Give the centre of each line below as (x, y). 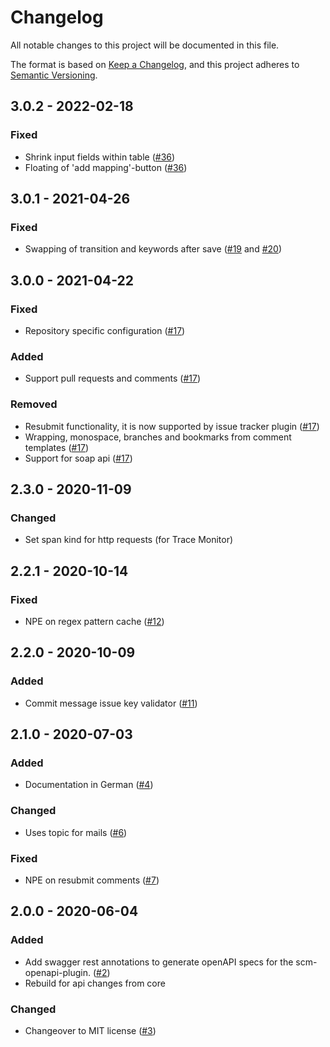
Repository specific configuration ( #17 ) (105, 330)
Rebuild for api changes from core (95, 983)
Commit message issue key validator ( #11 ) (111, 703)
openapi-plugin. (57, 972)
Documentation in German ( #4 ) (89, 785)
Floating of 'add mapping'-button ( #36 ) (106, 167)
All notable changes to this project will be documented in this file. (145, 45)
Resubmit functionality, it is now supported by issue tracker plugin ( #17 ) (172, 426)
